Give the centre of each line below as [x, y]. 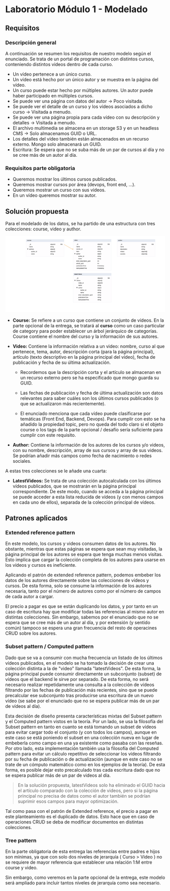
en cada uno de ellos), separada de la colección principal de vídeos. [84, 502]
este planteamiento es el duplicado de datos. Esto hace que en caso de [80, 816]
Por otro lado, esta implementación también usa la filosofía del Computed [82, 748]
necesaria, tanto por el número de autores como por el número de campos [83, 591]
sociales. [22, 461]
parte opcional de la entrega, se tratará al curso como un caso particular [89, 325]
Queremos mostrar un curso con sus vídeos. [59, 190]
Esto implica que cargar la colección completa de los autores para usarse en [85, 560]
